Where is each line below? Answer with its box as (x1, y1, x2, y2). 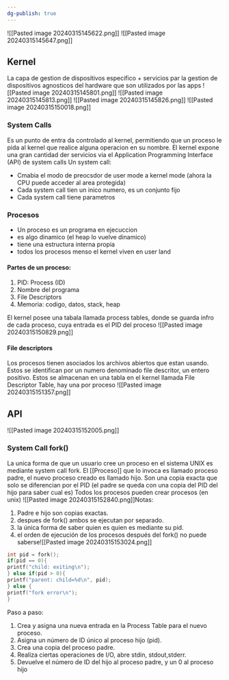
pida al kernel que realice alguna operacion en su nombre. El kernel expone (7, 143, 219, 151)
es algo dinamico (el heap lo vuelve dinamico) (16, 233, 147, 241)
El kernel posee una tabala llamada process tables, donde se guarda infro (7, 313, 214, 322)
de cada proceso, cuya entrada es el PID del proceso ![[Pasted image (7, 321, 203, 329)
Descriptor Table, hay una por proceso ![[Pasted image (7, 381, 162, 389)
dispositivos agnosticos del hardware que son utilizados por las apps (7, 82, 202, 90)
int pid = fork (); (7, 551, 59, 558)
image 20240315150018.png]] (7, 104, 91, 112)
